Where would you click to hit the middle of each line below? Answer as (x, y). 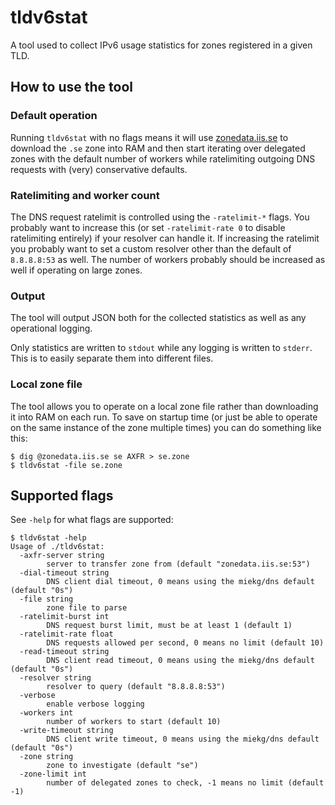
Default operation (54, 116)
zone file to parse (87, 608)
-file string (46, 599)
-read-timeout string (64, 652)
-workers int (46, 713)
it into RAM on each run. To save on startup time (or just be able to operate (164, 417)
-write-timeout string (66, 731)
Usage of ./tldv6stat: (57, 547)
